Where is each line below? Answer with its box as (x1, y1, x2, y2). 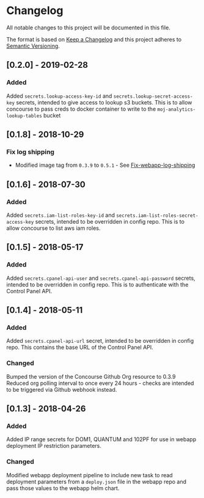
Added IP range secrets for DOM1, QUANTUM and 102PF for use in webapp (6, 436, 197, 443)
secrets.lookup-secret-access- (113, 93, 194, 100)
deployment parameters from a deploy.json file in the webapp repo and (6, 478, 186, 485)
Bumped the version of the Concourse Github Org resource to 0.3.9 (6, 373, 176, 380)
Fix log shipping (6, 147, 55, 156)
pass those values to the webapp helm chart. (6, 484, 120, 492)
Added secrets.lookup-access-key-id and (6, 92, 112, 100)
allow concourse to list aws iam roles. (6, 224, 101, 232)
